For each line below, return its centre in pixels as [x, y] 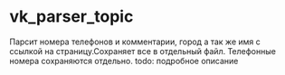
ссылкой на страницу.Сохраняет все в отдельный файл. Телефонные [142, 51]
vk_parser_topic [71, 17]
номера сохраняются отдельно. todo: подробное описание [124, 61]
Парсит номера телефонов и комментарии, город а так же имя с [135, 42]
